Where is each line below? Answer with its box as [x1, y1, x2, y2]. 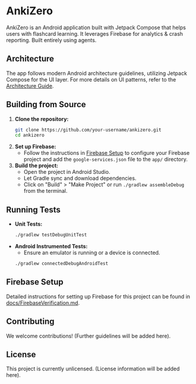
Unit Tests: [14, 220, 43, 227]
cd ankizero [14, 132, 45, 138]
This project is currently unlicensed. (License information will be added [6, 365, 180, 373]
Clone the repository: [14, 115, 69, 123]
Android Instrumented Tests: [14, 243, 88, 249]
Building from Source [6, 99, 86, 110]
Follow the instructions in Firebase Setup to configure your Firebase [23, 149, 190, 157]
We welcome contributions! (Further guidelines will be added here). [6, 332, 171, 339]
